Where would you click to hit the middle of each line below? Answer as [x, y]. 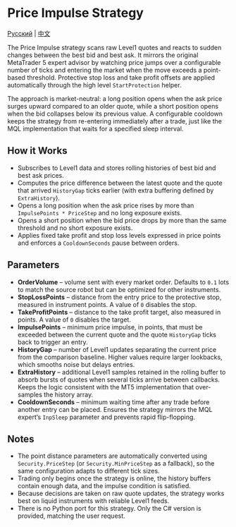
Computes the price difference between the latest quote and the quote [120, 183]
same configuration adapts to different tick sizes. [88, 471]
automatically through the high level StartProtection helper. [94, 85]
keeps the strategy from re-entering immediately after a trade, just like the [114, 121]
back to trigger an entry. [52, 342]
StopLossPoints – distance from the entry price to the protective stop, [119, 297]
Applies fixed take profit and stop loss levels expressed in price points [119, 235]
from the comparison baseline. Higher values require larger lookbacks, [120, 357]
